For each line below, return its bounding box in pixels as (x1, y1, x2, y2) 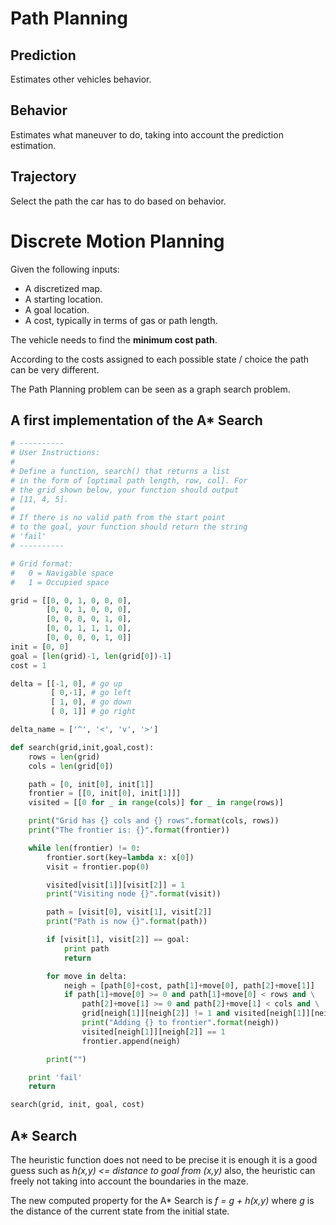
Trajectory (10, 168, 77, 186)
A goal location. (24, 303, 90, 316)
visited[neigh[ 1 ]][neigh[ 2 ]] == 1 (81, 1027, 226, 1037)
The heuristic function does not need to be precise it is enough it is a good (10, 1153, 318, 1166)
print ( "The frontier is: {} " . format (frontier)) (28, 825, 230, 835)
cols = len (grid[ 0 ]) (28, 761, 114, 771)
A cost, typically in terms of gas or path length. (24, 314, 218, 326)
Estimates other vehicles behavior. (10, 73, 152, 85)
